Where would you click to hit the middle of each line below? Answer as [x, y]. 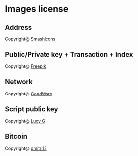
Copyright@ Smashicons [30, 39]
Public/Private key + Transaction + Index [69, 54]
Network [19, 82]
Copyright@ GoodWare [29, 94]
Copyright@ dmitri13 [26, 148]
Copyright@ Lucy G [25, 121]
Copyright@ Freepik [25, 66]
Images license [37, 9]
